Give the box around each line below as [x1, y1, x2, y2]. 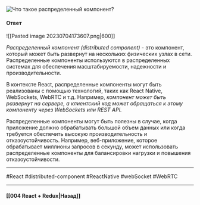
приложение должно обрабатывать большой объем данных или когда [6, 124, 186, 131]
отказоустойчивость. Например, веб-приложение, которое [6, 137, 158, 144]
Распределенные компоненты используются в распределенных [6, 57, 170, 64]
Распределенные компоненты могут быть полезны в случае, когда [6, 118, 177, 125]
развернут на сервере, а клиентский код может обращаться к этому [6, 100, 183, 107]
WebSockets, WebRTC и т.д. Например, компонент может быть [6, 94, 167, 101]
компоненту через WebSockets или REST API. [6, 106, 122, 113]
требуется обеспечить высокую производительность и [6, 131, 148, 138]
